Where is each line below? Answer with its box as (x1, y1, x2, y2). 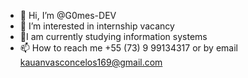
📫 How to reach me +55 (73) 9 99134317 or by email (19, 42, 238, 54)
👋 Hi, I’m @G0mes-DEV (19, 10, 117, 21)
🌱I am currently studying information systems (19, 31, 208, 42)
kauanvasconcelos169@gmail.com (19, 56, 163, 68)
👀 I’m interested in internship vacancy (19, 20, 175, 32)
